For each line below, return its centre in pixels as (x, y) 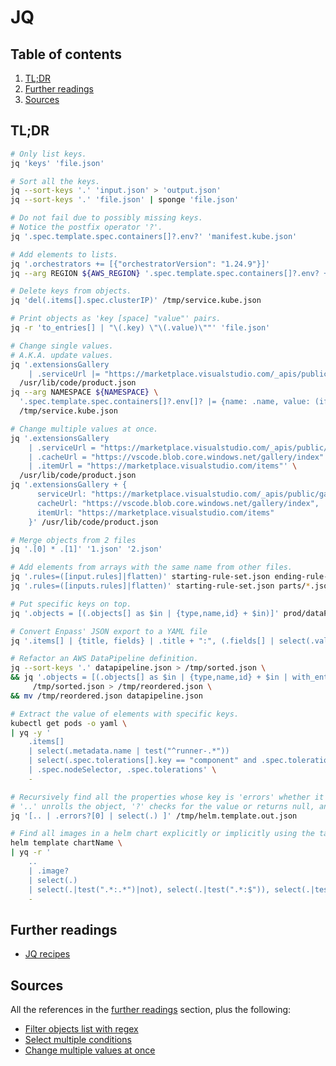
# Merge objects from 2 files (73, 540)
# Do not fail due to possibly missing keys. (106, 218)
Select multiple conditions (78, 1040)
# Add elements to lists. (64, 254)
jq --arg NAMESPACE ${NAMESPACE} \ (84, 392)
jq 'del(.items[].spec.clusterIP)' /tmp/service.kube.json (136, 301)
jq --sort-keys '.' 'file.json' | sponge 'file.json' (125, 200)
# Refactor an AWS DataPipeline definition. (104, 659)
